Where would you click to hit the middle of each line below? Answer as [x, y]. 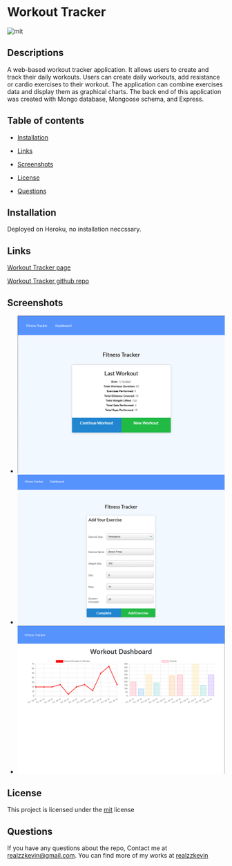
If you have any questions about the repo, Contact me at [87, 848]
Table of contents [46, 121]
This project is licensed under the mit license [71, 810]
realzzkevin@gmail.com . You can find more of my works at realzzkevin [108, 856]
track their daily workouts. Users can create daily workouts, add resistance [114, 77]
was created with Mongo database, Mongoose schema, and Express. [106, 99]
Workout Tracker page [39, 267]
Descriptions [36, 53]
